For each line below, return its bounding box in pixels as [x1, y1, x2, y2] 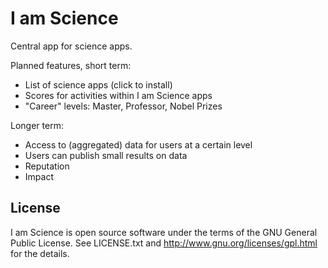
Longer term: [10, 119, 64, 131]
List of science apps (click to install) [24, 78, 173, 91]
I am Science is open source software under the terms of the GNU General [10, 226, 318, 238]
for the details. [10, 247, 70, 259]
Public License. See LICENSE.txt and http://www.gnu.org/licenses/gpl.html [10, 237, 318, 249]
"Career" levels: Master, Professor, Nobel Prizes [24, 100, 223, 112]
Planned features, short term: [10, 59, 132, 71]
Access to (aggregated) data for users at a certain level [24, 138, 253, 151]
